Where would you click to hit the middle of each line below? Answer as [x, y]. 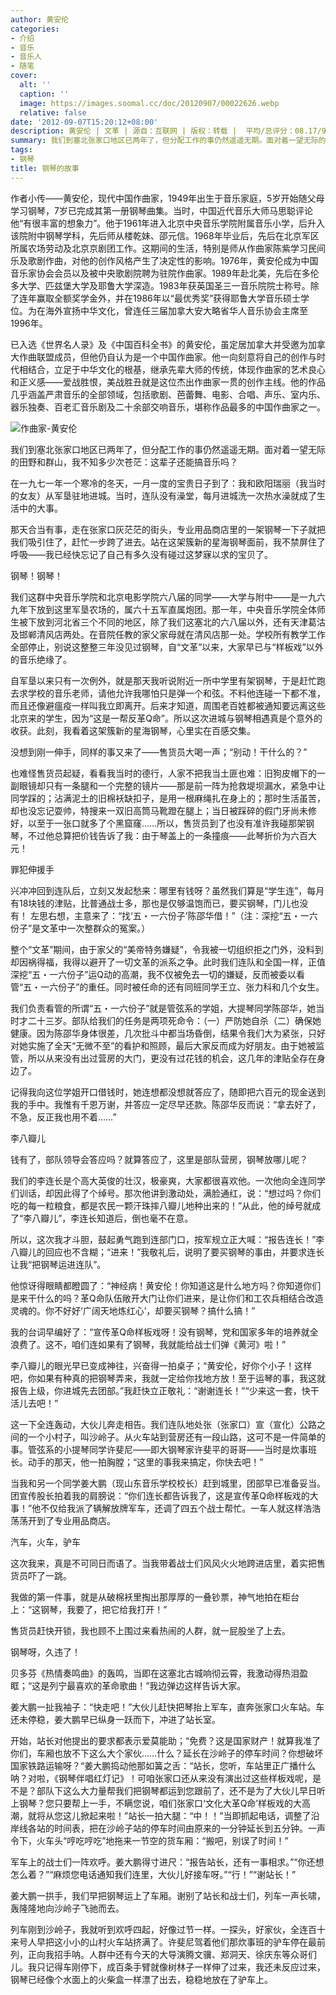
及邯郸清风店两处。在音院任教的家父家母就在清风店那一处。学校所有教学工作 [168, 634]
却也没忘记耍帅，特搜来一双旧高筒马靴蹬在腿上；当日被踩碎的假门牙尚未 [159, 810]
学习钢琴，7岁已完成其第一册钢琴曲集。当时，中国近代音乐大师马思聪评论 [161, 210]
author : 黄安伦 [39, 19]
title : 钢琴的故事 [45, 168]
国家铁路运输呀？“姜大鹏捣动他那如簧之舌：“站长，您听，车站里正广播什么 [163, 1765]
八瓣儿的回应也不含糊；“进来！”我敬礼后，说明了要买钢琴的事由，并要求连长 [167, 1252]
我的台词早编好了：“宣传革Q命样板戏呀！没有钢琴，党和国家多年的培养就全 [164, 1332]
